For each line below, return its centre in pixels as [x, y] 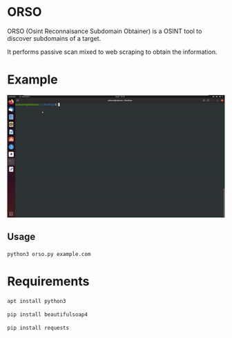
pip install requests [38, 328]
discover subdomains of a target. [54, 38]
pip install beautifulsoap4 [48, 315]
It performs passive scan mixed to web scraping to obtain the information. [112, 52]
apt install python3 [37, 301]
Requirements [48, 281]
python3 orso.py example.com [49, 254]
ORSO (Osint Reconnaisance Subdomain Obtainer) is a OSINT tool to [105, 31]
